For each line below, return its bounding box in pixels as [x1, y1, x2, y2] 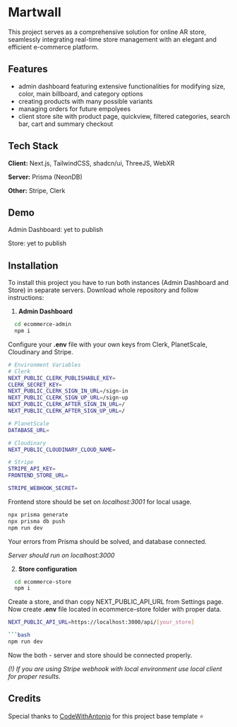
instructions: [8, 293, 44, 302]
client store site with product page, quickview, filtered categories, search [18, 112, 231, 120]
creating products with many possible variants [18, 97, 153, 105]
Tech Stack [8, 140, 59, 152]
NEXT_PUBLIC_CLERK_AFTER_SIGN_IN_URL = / [8, 401, 126, 408]
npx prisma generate [8, 511, 69, 518]
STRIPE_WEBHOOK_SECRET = [8, 485, 78, 492]
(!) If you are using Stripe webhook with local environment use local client [8, 664, 223, 673]
